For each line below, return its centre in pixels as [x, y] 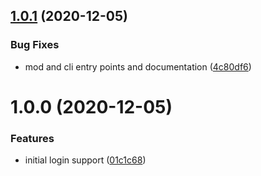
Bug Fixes [35, 45]
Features [32, 138]
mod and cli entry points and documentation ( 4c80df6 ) [138, 66]
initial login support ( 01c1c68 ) [85, 160]
